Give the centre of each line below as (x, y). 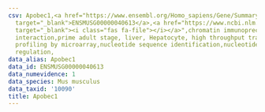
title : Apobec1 (33, 96)
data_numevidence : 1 (42, 74)
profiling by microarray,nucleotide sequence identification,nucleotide (137, 45)
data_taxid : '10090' (42, 89)
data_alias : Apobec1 (42, 60)
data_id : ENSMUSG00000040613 (56, 67)
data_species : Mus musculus (54, 81)
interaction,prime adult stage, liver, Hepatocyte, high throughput (130, 37)
